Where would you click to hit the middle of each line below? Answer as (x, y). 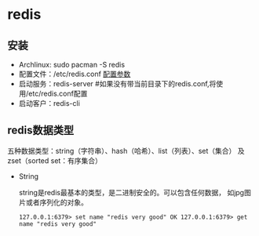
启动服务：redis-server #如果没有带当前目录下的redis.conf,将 (117, 84)
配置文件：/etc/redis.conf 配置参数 (75, 74)
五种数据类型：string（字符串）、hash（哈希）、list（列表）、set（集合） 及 (126, 151)
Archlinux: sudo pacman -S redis (72, 65)
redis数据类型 (41, 131)
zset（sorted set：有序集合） (55, 160)
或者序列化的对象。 (57, 202)
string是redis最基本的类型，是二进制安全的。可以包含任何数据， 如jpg (131, 192)
